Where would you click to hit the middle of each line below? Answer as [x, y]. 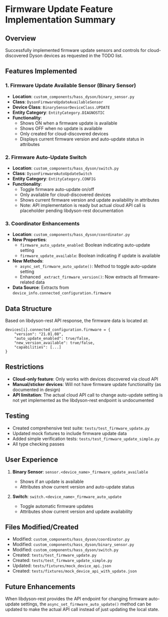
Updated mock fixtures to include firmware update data [69, 433]
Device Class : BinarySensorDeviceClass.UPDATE [61, 107]
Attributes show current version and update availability [76, 511]
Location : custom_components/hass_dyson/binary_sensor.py [73, 96]
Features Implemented [41, 71]
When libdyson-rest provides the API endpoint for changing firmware [76, 599]
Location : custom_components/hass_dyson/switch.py [65, 168]
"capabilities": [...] [38, 347]
